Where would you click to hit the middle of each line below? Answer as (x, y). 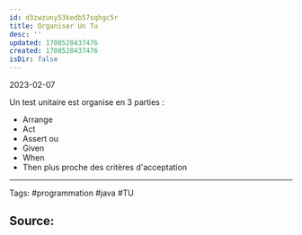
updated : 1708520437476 (54, 43)
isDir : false (34, 59)
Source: (32, 221)
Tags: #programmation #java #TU (72, 193)
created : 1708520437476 (54, 51)
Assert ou (40, 139)
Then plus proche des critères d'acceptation (104, 167)
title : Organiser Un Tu (54, 26)
